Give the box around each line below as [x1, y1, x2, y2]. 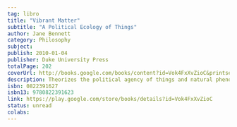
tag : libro [7, 10, 39, 18]
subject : [7, 43, 33, 50]
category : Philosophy [7, 37, 71, 44]
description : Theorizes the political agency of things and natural [7, 75, 213, 83]
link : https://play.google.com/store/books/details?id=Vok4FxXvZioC [7, 96, 213, 103]
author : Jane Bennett [7, 30, 71, 37]
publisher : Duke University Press [7, 56, 109, 64]
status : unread [7, 102, 52, 109]
